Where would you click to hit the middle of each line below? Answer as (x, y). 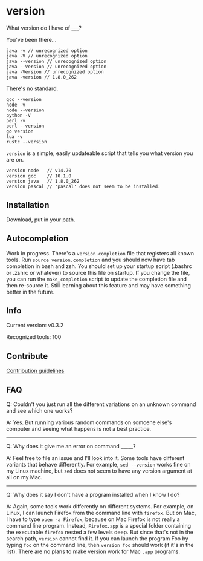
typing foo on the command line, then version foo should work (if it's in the (100, 545)
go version (20, 131)
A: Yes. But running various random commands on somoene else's (89, 422)
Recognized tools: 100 (34, 337)
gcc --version (24, 99)
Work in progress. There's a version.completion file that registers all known (100, 253)
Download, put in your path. (41, 220)
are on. (15, 159)
